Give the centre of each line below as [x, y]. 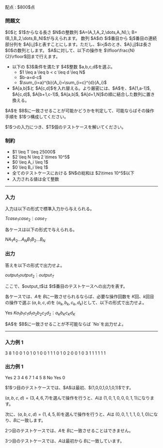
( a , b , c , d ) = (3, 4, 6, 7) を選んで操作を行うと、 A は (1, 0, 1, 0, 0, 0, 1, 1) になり [78, 398]
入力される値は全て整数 [35, 179]
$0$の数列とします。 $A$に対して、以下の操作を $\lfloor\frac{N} [70, 50]
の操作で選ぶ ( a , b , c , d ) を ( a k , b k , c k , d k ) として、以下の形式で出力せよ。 [76, 303]
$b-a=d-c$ [31, 77]
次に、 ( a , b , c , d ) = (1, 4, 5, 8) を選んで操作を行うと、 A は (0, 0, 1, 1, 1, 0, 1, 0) [77, 414]
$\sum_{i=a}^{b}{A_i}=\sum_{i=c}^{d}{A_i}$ [63, 83]
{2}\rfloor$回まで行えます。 [33, 57]
